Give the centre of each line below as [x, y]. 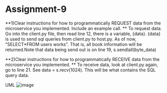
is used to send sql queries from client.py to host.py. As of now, [71, 39]
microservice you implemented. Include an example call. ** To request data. [83, 28]
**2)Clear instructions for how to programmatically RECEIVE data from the [82, 59]
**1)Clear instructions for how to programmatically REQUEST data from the [83, 23]
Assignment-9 [36, 9]
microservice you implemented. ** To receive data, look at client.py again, [82, 64]
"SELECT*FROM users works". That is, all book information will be [73, 44]
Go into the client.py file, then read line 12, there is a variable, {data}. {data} [83, 33]
